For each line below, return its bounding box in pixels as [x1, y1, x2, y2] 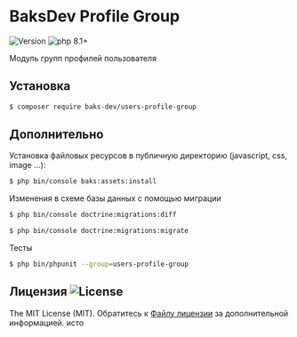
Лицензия [9, 285, 68, 300]
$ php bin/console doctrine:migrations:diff [9, 211, 177, 220]
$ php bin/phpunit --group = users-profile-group [9, 260, 189, 269]
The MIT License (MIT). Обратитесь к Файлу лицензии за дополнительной [9, 308, 289, 318]
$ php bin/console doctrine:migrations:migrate [9, 227, 189, 236]
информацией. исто [9, 317, 84, 328]
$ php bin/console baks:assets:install [9, 177, 157, 186]
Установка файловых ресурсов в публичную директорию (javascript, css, [9, 150, 287, 161]
